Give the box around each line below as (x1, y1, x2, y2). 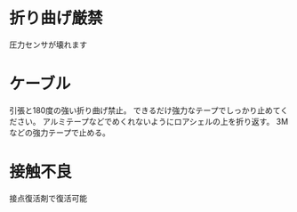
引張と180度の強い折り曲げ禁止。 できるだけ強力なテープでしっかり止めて (9, 104, 281, 116)
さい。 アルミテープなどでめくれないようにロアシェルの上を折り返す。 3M (16, 116, 289, 126)
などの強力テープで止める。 (9, 126, 111, 138)
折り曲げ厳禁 (9, 8, 104, 29)
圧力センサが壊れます (9, 39, 87, 50)
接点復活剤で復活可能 (9, 192, 87, 203)
